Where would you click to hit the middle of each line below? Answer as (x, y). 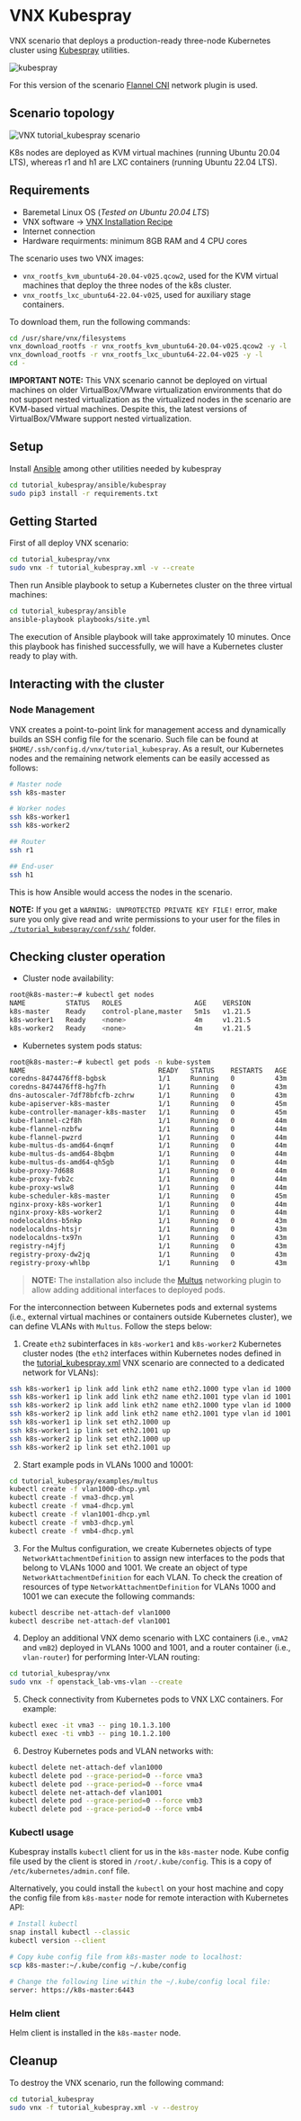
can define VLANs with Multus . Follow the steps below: (111, 1326)
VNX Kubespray (71, 16)
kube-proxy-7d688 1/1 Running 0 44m (148, 1171)
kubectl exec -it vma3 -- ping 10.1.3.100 (90, 1726)
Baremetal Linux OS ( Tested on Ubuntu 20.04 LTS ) (116, 211)
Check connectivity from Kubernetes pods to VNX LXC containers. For (153, 1699)
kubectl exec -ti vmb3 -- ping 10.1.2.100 (90, 1734)
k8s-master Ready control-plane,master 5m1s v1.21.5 (130, 1012)
